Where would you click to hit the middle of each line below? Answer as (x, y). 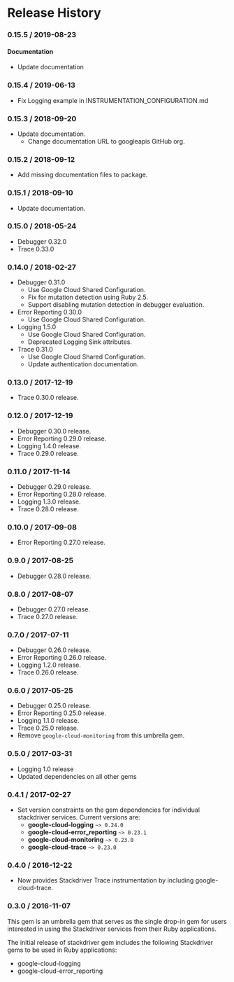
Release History (54, 13)
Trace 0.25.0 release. (48, 728)
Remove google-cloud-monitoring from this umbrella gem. (101, 735)
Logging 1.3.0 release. (49, 502)
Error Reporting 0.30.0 (50, 312)
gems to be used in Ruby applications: (62, 950)
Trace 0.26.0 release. (48, 672)
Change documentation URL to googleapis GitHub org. (106, 141)
